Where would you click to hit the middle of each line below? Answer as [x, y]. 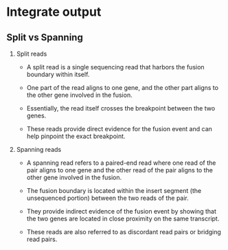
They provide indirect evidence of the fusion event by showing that [122, 211]
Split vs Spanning [45, 37]
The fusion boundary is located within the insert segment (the [114, 191]
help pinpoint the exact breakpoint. [76, 136]
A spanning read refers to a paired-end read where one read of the [121, 163]
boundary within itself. [58, 74]
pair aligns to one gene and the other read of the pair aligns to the [120, 170]
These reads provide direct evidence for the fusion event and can [119, 129]
